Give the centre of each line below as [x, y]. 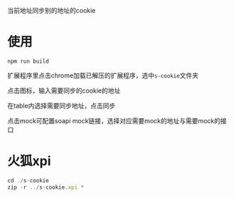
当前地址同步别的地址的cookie [52, 10]
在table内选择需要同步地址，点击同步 [62, 105]
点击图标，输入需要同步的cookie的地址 [64, 90]
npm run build [28, 61]
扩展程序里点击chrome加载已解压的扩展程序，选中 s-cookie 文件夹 [103, 75]
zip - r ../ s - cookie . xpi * [46, 187]
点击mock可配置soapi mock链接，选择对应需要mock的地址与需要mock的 [114, 120]
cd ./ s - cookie [28, 180]
